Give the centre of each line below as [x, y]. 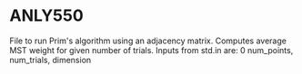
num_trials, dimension [50, 60]
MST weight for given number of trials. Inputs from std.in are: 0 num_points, [151, 50]
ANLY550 [46, 16]
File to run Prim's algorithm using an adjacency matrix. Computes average [148, 41]
